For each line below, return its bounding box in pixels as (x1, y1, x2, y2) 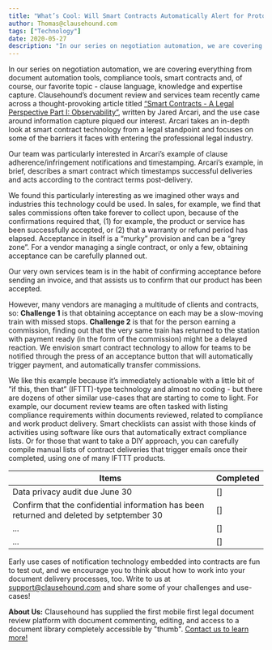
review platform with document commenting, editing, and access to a (8, 616, 240, 626)
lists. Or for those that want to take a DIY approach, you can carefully (8, 436, 239, 446)
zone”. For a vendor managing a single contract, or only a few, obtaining (8, 243, 249, 252)
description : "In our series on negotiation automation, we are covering (8, 42, 263, 50)
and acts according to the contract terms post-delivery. (8, 175, 193, 185)
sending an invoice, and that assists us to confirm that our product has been (8, 275, 263, 285)
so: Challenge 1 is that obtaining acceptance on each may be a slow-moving (8, 308, 264, 318)
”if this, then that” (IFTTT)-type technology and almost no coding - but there (8, 385, 263, 394)
